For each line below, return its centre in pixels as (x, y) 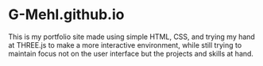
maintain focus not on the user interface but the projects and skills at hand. (131, 53)
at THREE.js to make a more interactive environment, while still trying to (125, 45)
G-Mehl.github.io (66, 15)
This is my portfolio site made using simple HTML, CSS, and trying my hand (132, 37)
